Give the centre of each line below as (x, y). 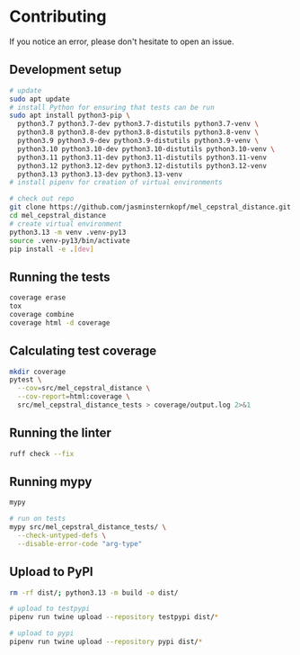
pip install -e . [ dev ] (52, 249)
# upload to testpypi (50, 609)
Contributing (58, 17)
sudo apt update (40, 99)
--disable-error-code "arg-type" (80, 543)
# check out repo (42, 199)
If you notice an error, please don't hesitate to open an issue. (122, 41)
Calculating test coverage (83, 351)
